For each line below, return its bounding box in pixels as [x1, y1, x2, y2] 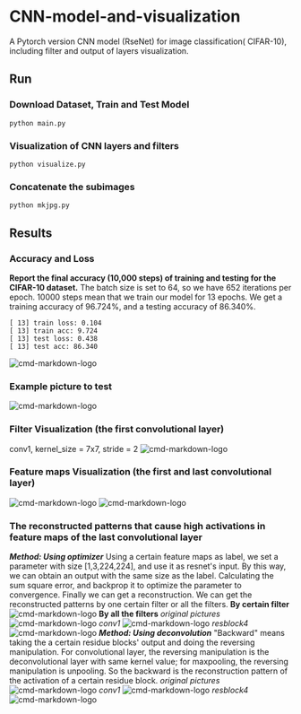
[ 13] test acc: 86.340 [9, 342, 99, 351]
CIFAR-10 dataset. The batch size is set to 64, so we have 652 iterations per [9, 282, 292, 292]
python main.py [9, 118, 66, 127]
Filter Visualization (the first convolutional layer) [9, 423, 225, 436]
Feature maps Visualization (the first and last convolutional [9, 466, 272, 478]
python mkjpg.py [9, 201, 70, 210]
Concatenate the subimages [9, 180, 135, 193]
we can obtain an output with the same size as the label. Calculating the [9, 570, 275, 581]
